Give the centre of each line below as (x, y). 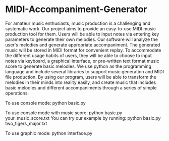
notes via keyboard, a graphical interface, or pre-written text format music (82, 61)
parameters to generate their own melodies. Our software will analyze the (81, 39)
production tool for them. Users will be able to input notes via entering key (82, 34)
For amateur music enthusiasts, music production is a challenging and (78, 23)
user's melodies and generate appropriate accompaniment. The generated (83, 44)
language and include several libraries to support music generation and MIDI (84, 71)
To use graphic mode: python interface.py (49, 133)
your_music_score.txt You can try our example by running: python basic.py (83, 118)
